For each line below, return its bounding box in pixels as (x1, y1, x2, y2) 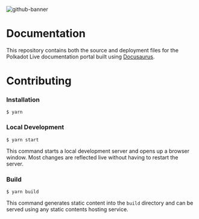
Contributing (6, 74, 72, 88)
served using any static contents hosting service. (6, 206, 128, 213)
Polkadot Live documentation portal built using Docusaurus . (6, 53, 155, 60)
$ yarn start (6, 137, 39, 143)
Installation (6, 96, 40, 104)
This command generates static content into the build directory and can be (6, 199, 194, 207)
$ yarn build (6, 189, 39, 195)
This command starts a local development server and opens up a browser (6, 147, 190, 155)
